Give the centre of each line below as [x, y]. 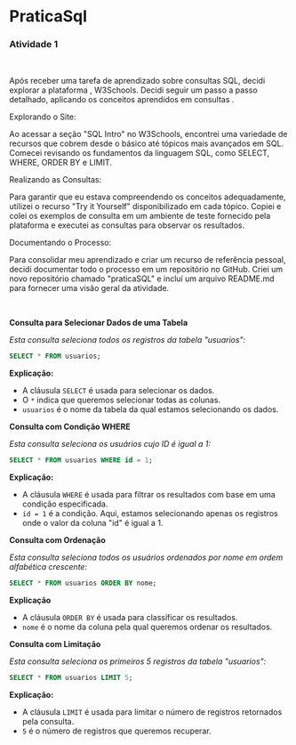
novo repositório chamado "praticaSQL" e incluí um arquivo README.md [142, 279]
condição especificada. [65, 504]
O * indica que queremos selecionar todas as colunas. [121, 400]
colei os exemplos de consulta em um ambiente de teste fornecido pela [140, 216]
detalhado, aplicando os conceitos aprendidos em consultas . [122, 100]
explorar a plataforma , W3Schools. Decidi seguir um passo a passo [133, 90]
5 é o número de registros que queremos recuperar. [116, 731]
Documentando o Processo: [60, 243]
